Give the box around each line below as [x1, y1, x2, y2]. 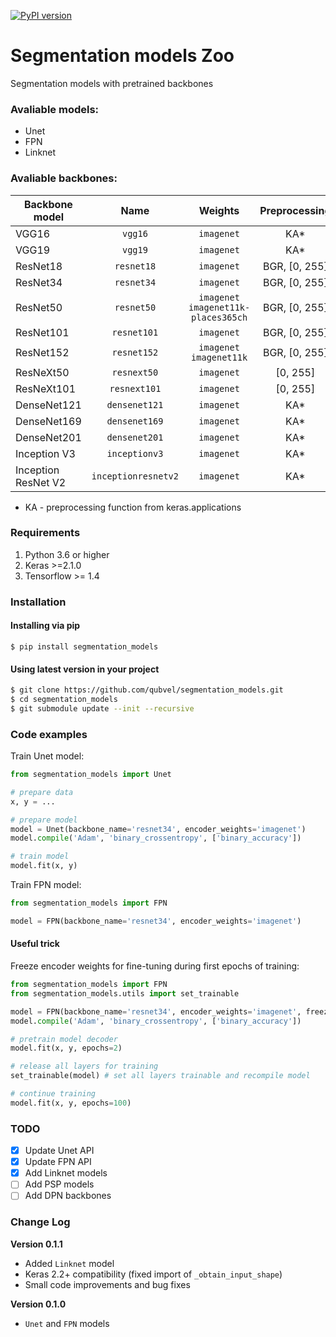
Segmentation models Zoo [10, 45, 235, 67]
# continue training [10, 1089, 97, 1099]
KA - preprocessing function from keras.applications [24, 501, 242, 513]
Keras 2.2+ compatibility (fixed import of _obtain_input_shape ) [24, 1268, 283, 1280]
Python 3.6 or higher [24, 548, 110, 560]
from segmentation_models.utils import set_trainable [10, 988, 240, 999]
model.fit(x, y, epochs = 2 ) [10, 1043, 123, 1054]
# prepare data [10, 787, 74, 797]
